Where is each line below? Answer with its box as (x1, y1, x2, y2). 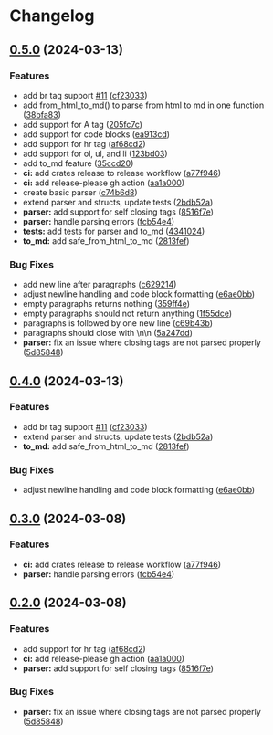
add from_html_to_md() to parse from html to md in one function (22, 100, 265, 110)
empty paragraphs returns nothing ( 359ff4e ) (22, 299, 190, 310)
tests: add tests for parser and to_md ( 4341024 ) (22, 226, 205, 236)
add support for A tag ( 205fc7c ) (22, 119, 143, 130)
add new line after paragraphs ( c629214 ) (22, 279, 177, 290)
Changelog (9, 5, 95, 26)
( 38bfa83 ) (22, 109, 62, 120)
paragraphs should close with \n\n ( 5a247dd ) (22, 328, 194, 339)
